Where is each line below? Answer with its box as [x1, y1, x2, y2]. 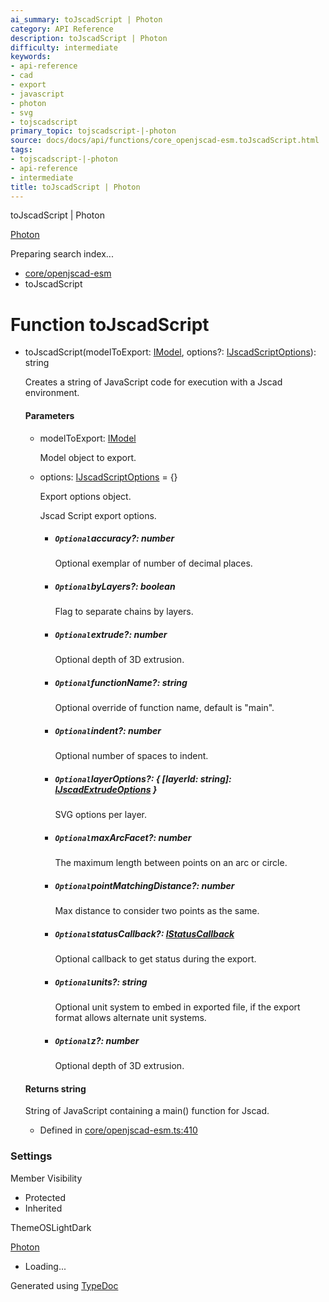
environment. [24, 387, 80, 399]
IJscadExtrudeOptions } [54, 783, 158, 795]
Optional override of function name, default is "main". [54, 702, 275, 714]
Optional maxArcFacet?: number [54, 831, 192, 843]
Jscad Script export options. [39, 509, 157, 521]
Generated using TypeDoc [10, 1279, 119, 1291]
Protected [24, 1191, 66, 1203]
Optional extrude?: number [54, 629, 168, 641]
